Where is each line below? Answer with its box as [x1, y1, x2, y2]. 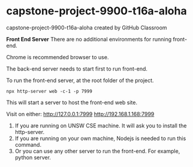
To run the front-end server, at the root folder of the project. [6, 77, 154, 84]
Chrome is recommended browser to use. [6, 53, 109, 60]
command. [14, 141, 42, 148]
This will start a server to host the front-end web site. [6, 99, 138, 106]
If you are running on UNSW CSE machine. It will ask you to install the [14, 122, 187, 129]
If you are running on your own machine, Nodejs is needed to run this [14, 135, 186, 142]
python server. [14, 154, 51, 161]
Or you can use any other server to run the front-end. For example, [14, 147, 180, 154]
